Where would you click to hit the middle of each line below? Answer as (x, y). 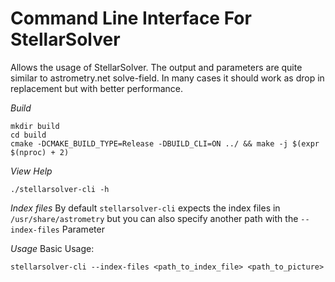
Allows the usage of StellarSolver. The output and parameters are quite (156, 67)
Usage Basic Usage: (52, 248)
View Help (31, 171)
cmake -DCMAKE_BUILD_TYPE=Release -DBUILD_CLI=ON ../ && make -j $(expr (165, 143)
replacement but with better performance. (97, 88)
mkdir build (35, 126)
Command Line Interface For (131, 18)
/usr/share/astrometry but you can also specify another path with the (154, 218)
